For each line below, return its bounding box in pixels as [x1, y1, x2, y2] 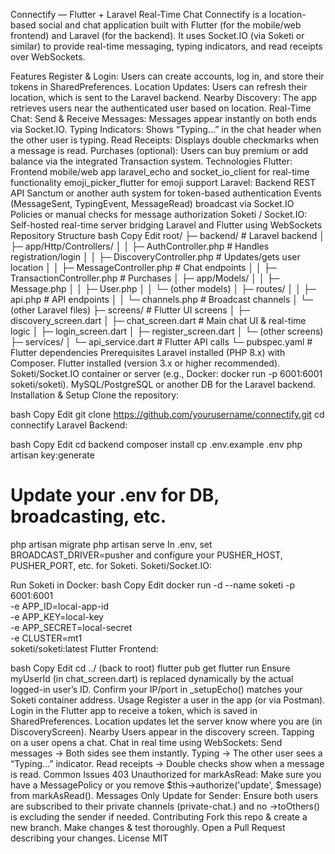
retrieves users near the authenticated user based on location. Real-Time [10, 102, 312, 114]
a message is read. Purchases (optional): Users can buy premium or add [10, 145, 309, 156]
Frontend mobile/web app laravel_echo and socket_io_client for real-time [10, 166, 310, 178]
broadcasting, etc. [10, 505, 167, 528]
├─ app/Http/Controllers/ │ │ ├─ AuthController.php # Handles [10, 240, 270, 252]
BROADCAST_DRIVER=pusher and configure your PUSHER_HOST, [10, 549, 283, 561]
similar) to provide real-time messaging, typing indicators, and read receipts [10, 40, 323, 52]
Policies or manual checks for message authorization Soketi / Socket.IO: [10, 209, 308, 220]
